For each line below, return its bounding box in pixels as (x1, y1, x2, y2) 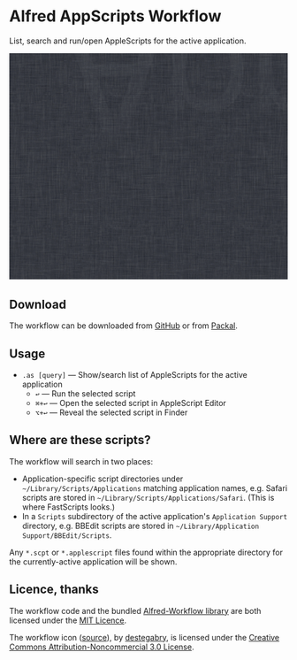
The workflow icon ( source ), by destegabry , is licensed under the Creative (9, 632, 280, 642)
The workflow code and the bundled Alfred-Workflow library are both (9, 605, 262, 616)
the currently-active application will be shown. (9, 556, 178, 567)
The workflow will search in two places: (9, 456, 153, 466)
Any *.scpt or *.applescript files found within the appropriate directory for (9, 547, 283, 557)
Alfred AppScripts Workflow (9, 6, 222, 27)
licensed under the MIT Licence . (9, 615, 127, 625)
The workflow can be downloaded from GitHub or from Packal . (9, 320, 239, 331)
